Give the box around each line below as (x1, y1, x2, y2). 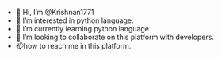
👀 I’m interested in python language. (15, 16, 134, 25)
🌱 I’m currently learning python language (15, 24, 149, 33)
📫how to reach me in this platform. (15, 42, 132, 50)
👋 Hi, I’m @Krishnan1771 (15, 8, 94, 16)
